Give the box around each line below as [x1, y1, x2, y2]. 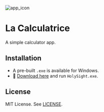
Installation [5, 54, 42, 63]
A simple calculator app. [5, 39, 56, 45]
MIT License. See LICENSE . [5, 101, 63, 107]
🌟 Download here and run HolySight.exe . [12, 72, 98, 79]
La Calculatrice [5, 23, 70, 34]
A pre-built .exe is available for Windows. [12, 67, 99, 73]
